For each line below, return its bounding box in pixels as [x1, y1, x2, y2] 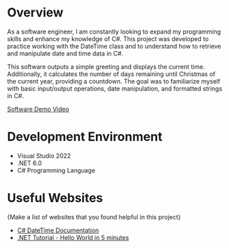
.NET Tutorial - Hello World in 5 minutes [16, 233, 129, 241]
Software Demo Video [7, 105, 70, 113]
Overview [7, 5, 64, 21]
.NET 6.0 [16, 159, 43, 167]
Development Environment [7, 129, 162, 145]
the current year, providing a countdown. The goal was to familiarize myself [7, 77, 221, 85]
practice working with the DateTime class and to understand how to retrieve [7, 42, 221, 50]
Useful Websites [7, 190, 104, 206]
